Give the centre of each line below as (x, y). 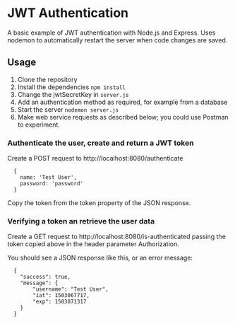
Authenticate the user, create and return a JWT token (101, 143)
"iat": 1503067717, (61, 296)
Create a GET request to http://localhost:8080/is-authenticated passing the (116, 237)
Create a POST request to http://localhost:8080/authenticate (95, 158)
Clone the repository (47, 79)
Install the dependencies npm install (71, 87)
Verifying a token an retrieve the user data (81, 221)
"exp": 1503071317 (60, 302)
